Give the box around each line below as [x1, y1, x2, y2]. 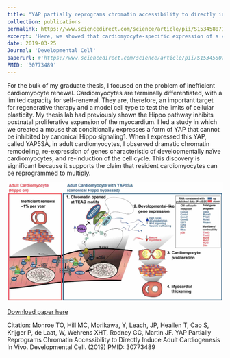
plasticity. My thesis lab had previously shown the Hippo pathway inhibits [7, 110, 214, 119]
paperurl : [7, 55, 36, 62]
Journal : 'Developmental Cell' [7, 47, 97, 54]
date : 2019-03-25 [7, 40, 57, 47]
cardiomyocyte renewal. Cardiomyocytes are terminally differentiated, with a [7, 88, 222, 97]
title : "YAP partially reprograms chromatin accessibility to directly [7, 11, 216, 18]
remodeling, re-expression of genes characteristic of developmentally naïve [7, 147, 221, 155]
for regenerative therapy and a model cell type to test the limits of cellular [7, 103, 214, 111]
